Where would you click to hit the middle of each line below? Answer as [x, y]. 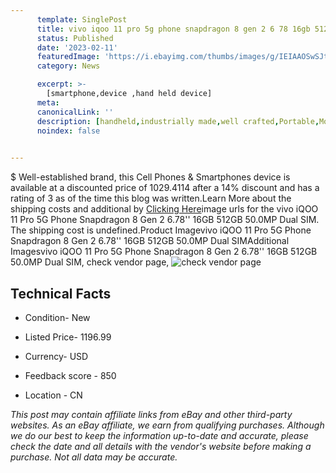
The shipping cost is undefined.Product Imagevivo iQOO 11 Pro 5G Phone [161, 230]
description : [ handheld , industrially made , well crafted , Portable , [178, 121]
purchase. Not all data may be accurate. [94, 457]
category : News [68, 66]
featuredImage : [68, 57]
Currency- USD [56, 356]
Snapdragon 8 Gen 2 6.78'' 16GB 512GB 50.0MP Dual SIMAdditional [150, 241]
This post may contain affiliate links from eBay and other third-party [151, 414]
